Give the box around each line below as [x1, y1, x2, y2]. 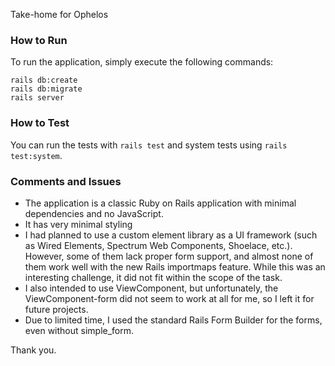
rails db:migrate [10, 84, 83, 94]
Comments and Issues [10, 174, 122, 188]
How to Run [10, 33, 68, 47]
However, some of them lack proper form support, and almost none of [24, 250, 314, 262]
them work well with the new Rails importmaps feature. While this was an [24, 260, 326, 273]
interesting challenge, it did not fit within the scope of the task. [24, 271, 283, 283]
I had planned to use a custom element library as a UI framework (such [24, 229, 318, 241]
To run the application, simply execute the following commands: [10, 56, 274, 68]
